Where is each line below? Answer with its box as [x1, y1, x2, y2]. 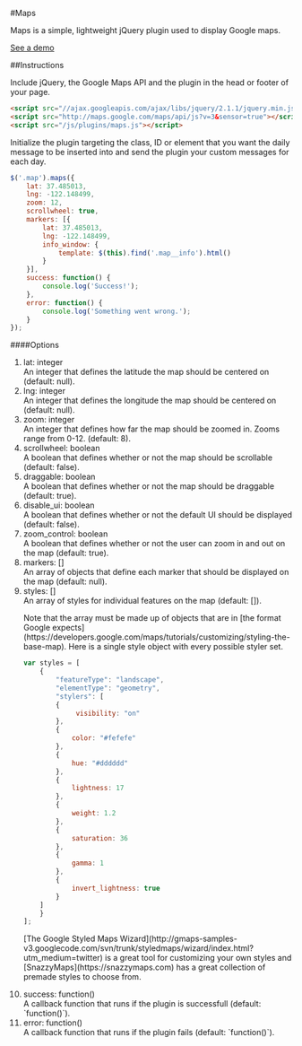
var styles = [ [22, 658, 81, 667]
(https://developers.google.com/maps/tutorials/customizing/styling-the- [22, 632, 290, 642]
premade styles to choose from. [22, 972, 142, 982]
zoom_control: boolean [22, 528, 108, 539]
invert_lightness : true [71, 884, 160, 893]
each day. [10, 156, 47, 167]
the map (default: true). [22, 547, 109, 559]
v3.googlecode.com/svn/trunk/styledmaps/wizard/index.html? [22, 943, 255, 954]
